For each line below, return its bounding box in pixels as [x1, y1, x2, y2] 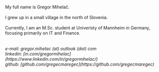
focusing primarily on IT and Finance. [5, 30, 80, 36]
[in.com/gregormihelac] [23, 51, 71, 57]
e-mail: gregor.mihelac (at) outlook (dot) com [5, 46, 97, 51]
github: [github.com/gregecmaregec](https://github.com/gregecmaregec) [5, 61, 155, 67]
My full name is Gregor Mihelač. [5, 4, 70, 10]
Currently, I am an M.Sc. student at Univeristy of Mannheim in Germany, [5, 25, 151, 30]
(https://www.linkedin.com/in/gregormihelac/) [5, 56, 98, 62]
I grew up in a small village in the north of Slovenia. [5, 15, 108, 20]
